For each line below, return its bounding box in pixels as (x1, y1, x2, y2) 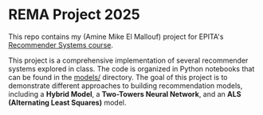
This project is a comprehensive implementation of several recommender (8, 56, 249, 65)
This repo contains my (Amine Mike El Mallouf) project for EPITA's (8, 32, 224, 41)
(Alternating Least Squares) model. (8, 98, 127, 107)
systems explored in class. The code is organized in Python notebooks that (8, 63, 255, 73)
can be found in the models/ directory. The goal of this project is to (8, 72, 228, 82)
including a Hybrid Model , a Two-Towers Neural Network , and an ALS (8, 89, 241, 98)
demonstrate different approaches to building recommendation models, (8, 81, 243, 90)
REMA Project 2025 (8, 6, 141, 24)
